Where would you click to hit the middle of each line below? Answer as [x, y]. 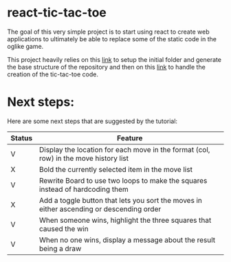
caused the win [64, 228]
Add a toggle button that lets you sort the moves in [121, 200]
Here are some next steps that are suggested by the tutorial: [92, 121]
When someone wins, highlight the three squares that [125, 220]
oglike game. [25, 46]
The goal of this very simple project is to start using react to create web [108, 32]
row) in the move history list [84, 158]
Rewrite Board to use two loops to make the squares [123, 180]
